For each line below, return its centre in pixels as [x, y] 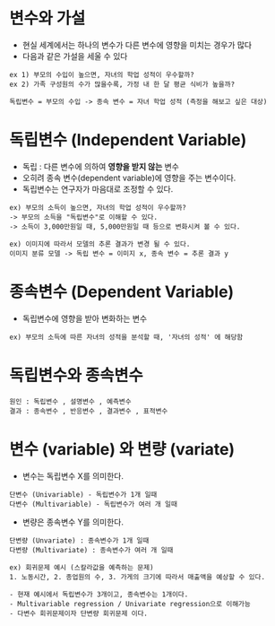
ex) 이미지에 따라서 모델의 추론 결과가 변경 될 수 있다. [100, 244]
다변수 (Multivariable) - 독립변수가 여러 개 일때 [93, 504]
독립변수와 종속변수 [76, 375]
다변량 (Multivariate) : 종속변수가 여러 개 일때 [91, 550]
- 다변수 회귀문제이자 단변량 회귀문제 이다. [79, 613]
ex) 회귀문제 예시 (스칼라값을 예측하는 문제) [82, 567]
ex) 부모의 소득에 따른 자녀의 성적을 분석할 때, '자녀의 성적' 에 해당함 [126, 337]
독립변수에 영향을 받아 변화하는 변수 [85, 318]
